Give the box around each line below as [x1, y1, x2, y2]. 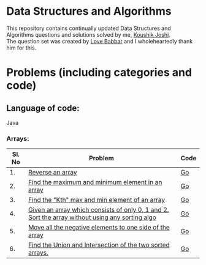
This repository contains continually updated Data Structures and [6, 24, 171, 32]
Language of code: [6, 103, 80, 113]
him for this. [6, 44, 37, 51]
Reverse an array [28, 168, 78, 177]
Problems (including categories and [6, 65, 192, 80]
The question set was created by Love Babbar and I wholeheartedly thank [6, 37, 193, 45]
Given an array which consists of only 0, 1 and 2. [28, 206, 169, 214]
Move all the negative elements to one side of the [28, 223, 170, 232]
